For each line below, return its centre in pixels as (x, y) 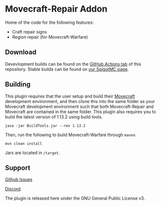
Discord (13, 189)
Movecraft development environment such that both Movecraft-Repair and (79, 106)
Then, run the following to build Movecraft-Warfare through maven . (71, 135)
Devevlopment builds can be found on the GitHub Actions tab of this (73, 64)
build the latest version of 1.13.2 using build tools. (54, 117)
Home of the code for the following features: (49, 22)
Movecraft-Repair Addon (56, 9)
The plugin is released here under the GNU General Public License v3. (75, 198)
